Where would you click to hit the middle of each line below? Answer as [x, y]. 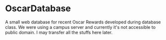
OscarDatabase [38, 9]
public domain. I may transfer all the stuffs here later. [59, 32]
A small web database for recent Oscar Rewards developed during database [83, 22]
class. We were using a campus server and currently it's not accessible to [81, 27]
